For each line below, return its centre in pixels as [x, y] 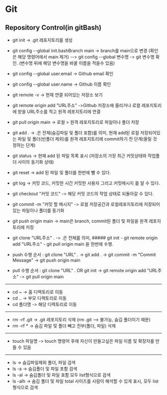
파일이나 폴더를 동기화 [43, 210]
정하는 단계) [24, 145]
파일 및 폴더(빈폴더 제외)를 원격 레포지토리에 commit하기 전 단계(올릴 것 [87, 139]
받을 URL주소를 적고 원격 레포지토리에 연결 [59, 111]
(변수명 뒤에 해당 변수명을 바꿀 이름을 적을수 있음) [67, 63]
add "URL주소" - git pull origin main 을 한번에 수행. [63, 244]
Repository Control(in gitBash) [53, 28]
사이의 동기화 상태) [36, 162]
